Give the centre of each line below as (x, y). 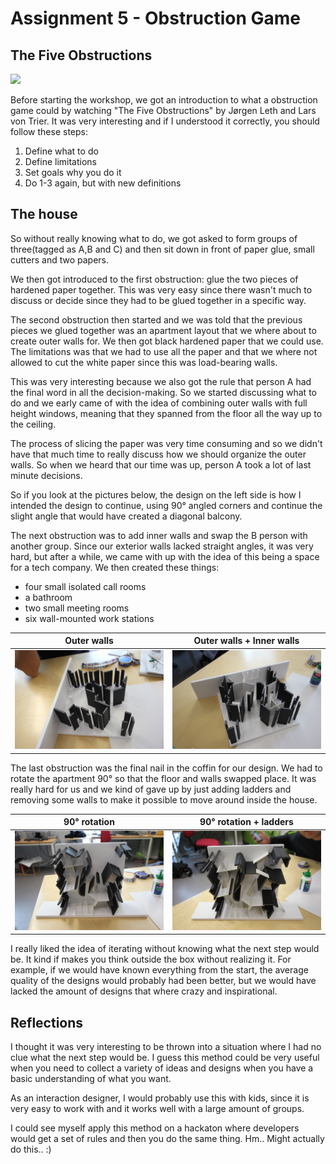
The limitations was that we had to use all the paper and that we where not (164, 351)
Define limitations (60, 161)
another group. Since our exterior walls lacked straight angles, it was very (162, 546)
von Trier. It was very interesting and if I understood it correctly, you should (165, 121)
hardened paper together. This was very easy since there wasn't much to (161, 289)
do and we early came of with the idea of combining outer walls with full (159, 403)
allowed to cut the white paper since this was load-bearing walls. (144, 362)
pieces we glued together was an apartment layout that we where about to (163, 330)
